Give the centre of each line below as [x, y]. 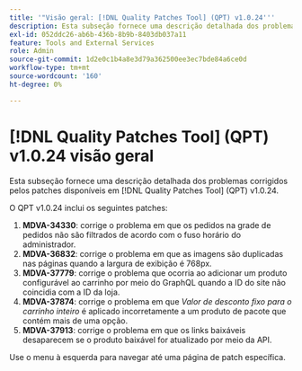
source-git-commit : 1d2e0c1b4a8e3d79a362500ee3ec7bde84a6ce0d [128, 59]
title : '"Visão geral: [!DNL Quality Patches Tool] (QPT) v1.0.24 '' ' [142, 18]
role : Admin [31, 51]
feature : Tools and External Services [82, 43]
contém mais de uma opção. [75, 321]
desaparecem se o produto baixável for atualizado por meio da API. [147, 340]
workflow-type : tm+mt [50, 68]
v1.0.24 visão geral [82, 156]
